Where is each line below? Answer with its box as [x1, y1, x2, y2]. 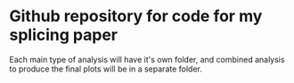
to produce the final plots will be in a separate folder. [9, 64, 203, 74]
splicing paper [9, 25, 118, 45]
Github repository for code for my [9, 6, 263, 26]
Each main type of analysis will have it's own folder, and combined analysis [9, 54, 285, 64]
